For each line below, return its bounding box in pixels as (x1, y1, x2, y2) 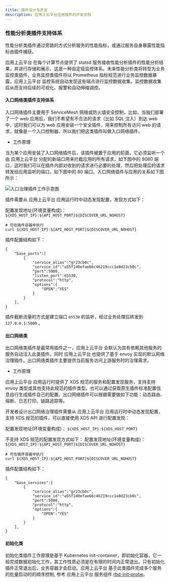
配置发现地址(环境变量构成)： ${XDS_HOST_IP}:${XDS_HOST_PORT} (5, 426, 138, 432)
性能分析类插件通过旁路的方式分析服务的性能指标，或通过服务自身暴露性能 (5, 42, 160, 48)
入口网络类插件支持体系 (5, 97, 54, 103)
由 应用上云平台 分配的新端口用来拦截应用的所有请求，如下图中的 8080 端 (5, 156, 159, 162)
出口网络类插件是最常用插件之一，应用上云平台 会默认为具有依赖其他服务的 (5, 345, 162, 351)
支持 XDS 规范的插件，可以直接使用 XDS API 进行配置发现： (5, 415, 130, 421)
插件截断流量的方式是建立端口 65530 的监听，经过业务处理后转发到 (5, 314, 143, 320)
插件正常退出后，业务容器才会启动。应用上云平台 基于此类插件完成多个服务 (5, 565, 162, 571)
